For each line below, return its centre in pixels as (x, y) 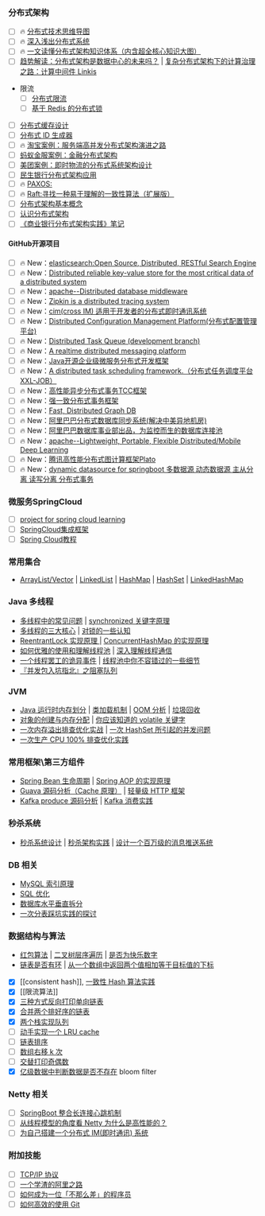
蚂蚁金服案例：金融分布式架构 (68, 155)
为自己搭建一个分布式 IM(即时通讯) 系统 (84, 1133)
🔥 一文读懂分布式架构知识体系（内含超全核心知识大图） (110, 51)
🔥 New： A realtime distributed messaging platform (103, 351)
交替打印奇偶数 (44, 1061)
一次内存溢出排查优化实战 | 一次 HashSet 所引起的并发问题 (115, 730)
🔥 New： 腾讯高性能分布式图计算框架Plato (88, 459)
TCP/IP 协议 (39, 1174)
